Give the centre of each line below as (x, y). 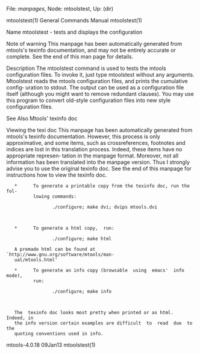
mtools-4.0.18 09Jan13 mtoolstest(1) (51, 345)
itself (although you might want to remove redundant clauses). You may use (100, 94)
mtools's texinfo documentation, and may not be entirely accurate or (91, 50)
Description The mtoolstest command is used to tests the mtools (86, 68)
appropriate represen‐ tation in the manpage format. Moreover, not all (92, 156)
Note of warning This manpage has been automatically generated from (94, 44)
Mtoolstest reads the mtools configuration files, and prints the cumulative (97, 81)
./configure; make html (82, 239)
